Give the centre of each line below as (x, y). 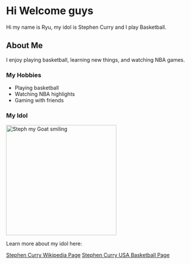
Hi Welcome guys (50, 11)
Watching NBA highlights (45, 94)
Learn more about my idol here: (44, 244)
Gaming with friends (39, 101)
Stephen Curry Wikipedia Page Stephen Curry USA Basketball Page (88, 255)
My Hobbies (24, 75)
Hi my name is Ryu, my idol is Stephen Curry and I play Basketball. (86, 27)
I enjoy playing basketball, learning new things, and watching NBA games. (95, 59)
